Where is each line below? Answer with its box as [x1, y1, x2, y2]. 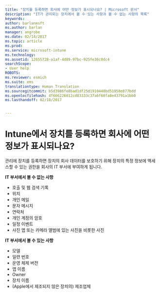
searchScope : [5, 61, 32, 66]
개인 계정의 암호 [12, 215, 42, 221]
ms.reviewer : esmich [5, 75, 47, 80]
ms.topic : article [5, 39, 42, 44]
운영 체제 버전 [12, 260, 38, 266]
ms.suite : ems [5, 79, 34, 84]
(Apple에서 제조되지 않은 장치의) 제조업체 [12, 283, 91, 290]
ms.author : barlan [5, 25, 42, 30]
